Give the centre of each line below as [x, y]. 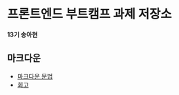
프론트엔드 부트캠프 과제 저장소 [89, 14]
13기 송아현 [22, 34]
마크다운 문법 [35, 76]
